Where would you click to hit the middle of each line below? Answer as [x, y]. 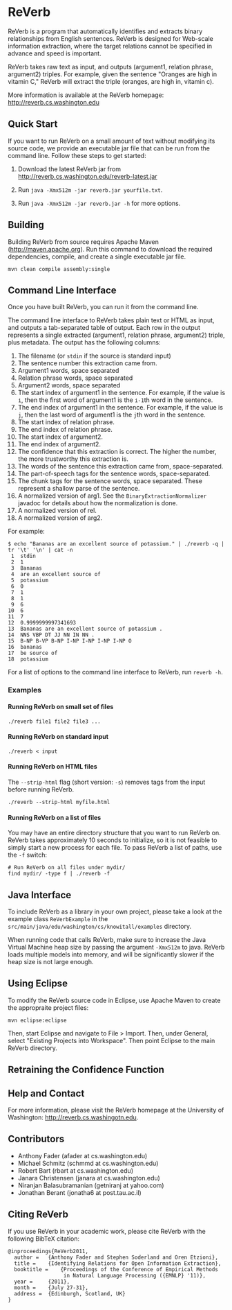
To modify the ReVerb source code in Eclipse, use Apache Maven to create [114, 1000]
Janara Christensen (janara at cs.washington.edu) [89, 1178]
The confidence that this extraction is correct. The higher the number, [117, 452]
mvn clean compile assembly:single [59, 269]
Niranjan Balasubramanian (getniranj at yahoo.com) [91, 1185]
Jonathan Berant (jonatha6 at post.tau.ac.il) [80, 1192]
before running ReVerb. [41, 789]
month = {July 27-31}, [51, 1287]
